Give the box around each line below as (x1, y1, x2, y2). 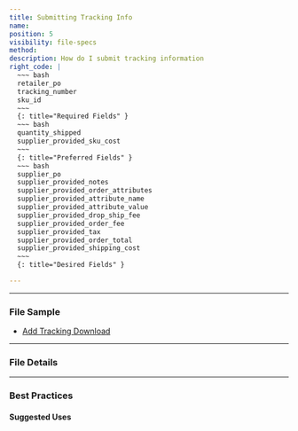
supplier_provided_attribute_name (17, 194, 145, 204)
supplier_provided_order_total (17, 236, 133, 245)
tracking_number (17, 87, 77, 96)
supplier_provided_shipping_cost (17, 244, 141, 253)
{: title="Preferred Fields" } (17, 153, 133, 162)
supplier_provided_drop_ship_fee (17, 210, 141, 220)
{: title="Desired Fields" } (17, 261, 125, 270)
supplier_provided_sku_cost (17, 137, 122, 145)
